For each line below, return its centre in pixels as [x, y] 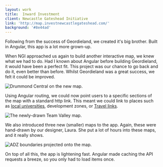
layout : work [18, 9]
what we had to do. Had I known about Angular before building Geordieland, [81, 61]
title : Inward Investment [32, 14]
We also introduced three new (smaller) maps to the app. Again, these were [81, 125]
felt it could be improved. [30, 77]
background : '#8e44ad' [28, 28]
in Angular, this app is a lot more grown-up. [48, 47]
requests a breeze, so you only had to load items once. [60, 159]
